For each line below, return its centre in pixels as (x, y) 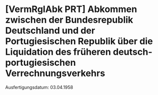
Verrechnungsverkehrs (55, 73)
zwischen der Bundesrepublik (69, 20)
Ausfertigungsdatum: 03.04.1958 (39, 87)
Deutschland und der (50, 31)
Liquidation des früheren (58, 52)
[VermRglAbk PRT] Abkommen (71, 9)
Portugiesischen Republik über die (79, 41)
